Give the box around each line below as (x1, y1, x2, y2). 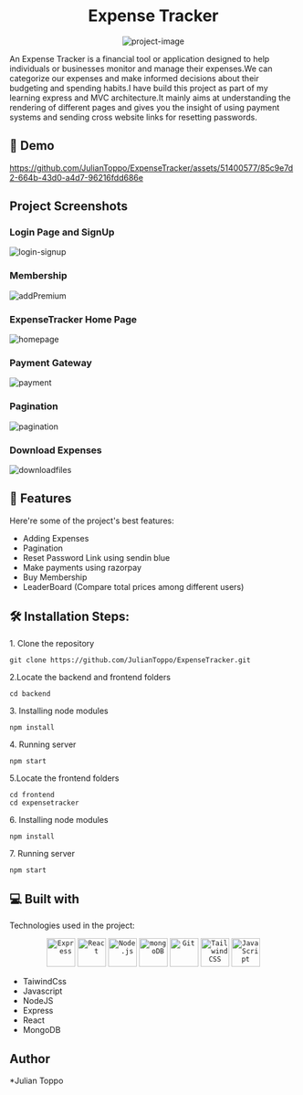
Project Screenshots (9, 198, 128, 215)
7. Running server (9, 848, 76, 858)
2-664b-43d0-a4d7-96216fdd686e (9, 172, 144, 183)
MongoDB (22, 1025, 61, 1036)
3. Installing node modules (9, 705, 109, 716)
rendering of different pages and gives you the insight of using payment (9, 101, 280, 112)
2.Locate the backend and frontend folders (9, 671, 172, 682)
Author (9, 1051, 50, 1067)
